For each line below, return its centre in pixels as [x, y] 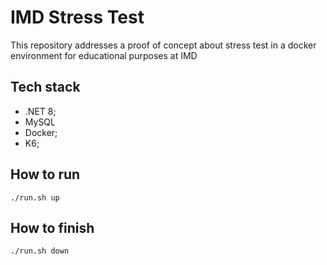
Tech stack [45, 87]
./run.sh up [35, 197]
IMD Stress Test [77, 17]
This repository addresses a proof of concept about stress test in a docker [163, 45]
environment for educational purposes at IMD [104, 55]
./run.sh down [40, 251]
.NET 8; [40, 111]
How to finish [52, 227]
